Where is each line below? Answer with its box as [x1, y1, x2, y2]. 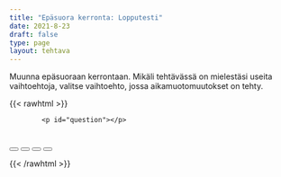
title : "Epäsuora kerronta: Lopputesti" [9, 13, 164, 22]
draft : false [9, 30, 59, 39]
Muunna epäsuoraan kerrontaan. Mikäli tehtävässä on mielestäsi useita [9, 71, 273, 82]
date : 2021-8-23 [9, 22, 70, 31]
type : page [9, 38, 50, 48]
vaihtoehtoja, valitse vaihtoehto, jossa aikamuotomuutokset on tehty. [9, 81, 264, 92]
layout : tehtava [9, 47, 70, 56]
